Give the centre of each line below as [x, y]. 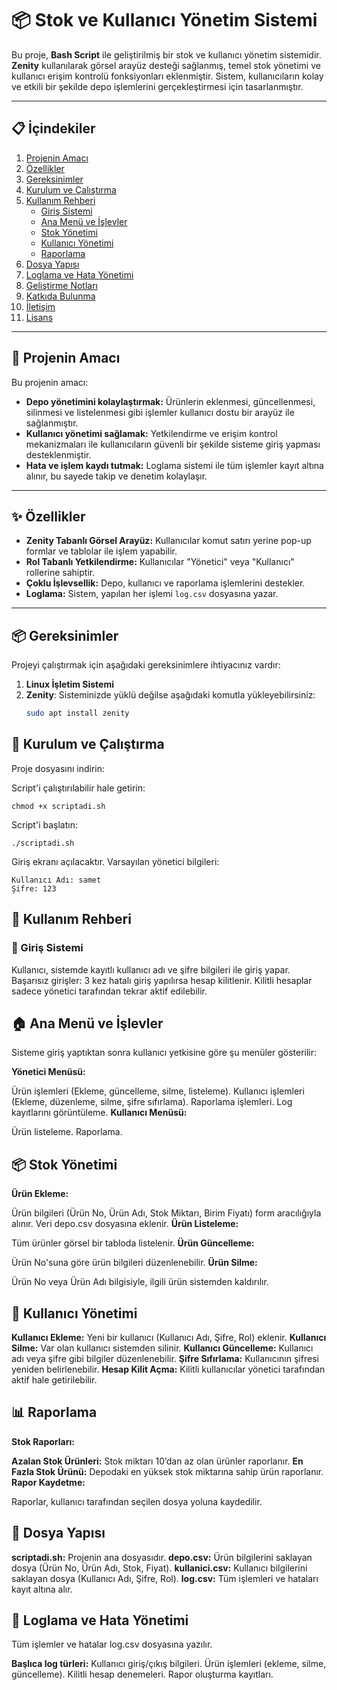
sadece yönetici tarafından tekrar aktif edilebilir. [109, 991]
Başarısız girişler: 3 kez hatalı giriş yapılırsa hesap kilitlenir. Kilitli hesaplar [162, 980]
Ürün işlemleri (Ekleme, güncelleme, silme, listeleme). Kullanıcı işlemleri [158, 1091]
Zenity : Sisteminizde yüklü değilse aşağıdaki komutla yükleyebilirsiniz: [170, 695]
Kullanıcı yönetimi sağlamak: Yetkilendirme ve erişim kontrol [151, 433]
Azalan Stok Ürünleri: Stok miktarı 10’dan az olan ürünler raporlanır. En [157, 1461]
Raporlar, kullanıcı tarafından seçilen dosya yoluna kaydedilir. [137, 1501]
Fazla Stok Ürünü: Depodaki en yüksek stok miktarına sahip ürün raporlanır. [167, 1471]
